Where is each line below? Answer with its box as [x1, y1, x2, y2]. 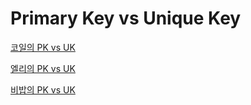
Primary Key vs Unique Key [10, 7, 242, 30]
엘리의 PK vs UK [10, 62, 76, 74]
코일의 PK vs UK [10, 41, 76, 53]
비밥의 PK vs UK [10, 83, 76, 96]
